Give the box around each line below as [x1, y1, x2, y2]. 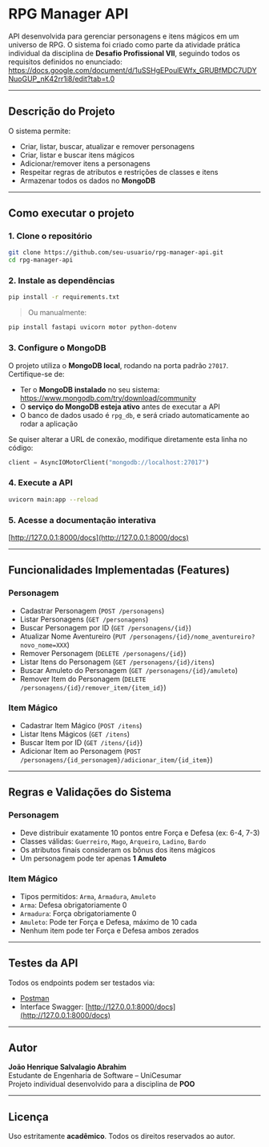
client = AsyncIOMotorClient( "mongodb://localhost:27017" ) [8, 458, 210, 466]
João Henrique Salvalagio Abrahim [8, 1062, 126, 1072]
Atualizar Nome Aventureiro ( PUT [19, 631, 126, 641]
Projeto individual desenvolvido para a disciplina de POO [8, 1080, 195, 1089]
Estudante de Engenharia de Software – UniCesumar [8, 1071, 182, 1080]
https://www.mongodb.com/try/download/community [19, 393, 197, 403]
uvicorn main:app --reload [8, 495, 98, 504]
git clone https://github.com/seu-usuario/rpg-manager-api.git [8, 249, 224, 257]
